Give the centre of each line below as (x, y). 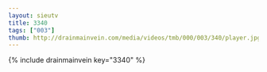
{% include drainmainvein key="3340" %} (77, 60)
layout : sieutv (33, 15)
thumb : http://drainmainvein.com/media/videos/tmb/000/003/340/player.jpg (135, 38)
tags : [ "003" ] (32, 30)
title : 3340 (28, 23)
